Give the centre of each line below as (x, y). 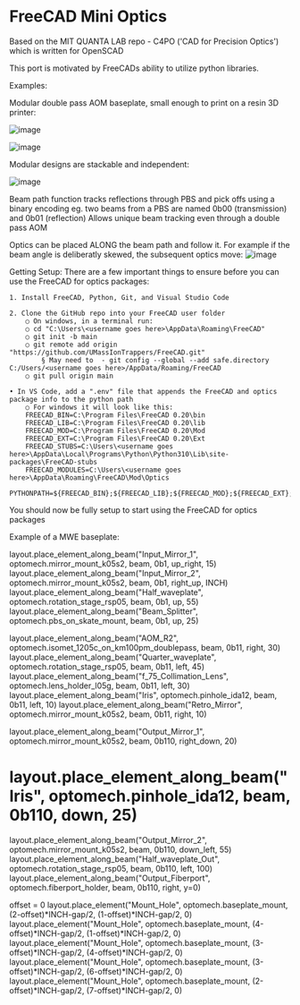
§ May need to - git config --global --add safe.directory (155, 360)
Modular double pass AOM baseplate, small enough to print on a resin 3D (144, 102)
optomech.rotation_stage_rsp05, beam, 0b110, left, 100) (111, 868)
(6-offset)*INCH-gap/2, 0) (134, 971)
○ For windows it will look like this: (100, 407)
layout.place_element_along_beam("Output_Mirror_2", (108, 839)
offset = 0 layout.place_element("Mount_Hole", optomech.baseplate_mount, (149, 905)
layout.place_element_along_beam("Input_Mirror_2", (105, 573)
